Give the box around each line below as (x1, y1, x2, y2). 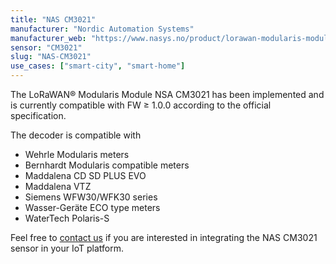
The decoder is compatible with (10, 129, 142, 141)
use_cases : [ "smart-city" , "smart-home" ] (10, 61, 186, 71)
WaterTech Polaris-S (24, 212, 110, 224)
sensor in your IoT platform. (10, 242, 124, 254)
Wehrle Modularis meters (24, 149, 130, 160)
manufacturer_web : (10, 33, 87, 43)
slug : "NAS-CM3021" (10, 52, 92, 62)
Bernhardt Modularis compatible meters (24, 159, 190, 171)
